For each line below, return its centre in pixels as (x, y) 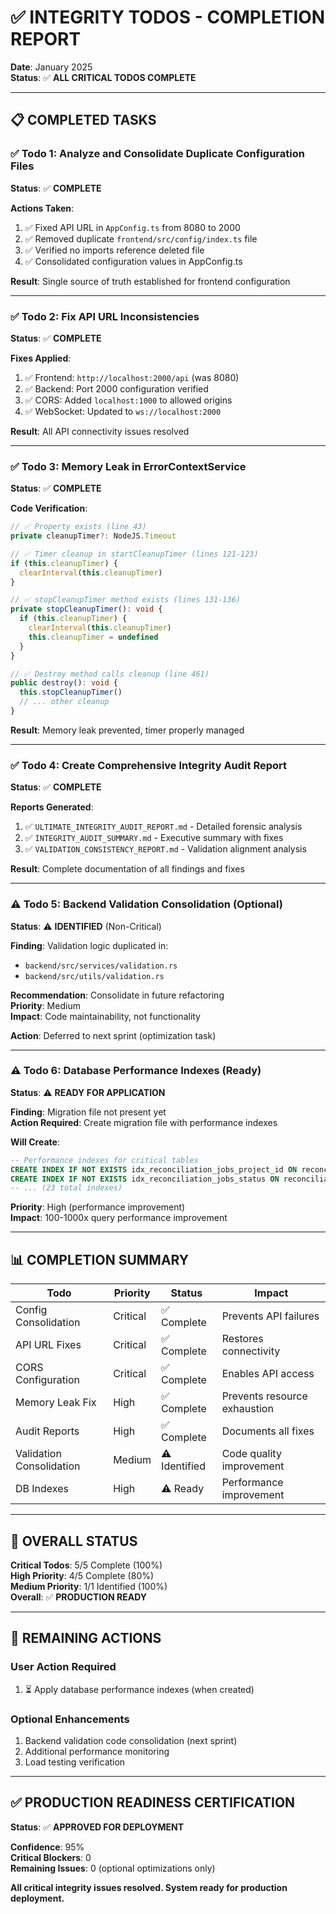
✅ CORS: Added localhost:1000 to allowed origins (128, 400)
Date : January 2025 (51, 67)
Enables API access (268, 1374)
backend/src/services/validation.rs (101, 966)
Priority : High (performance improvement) (98, 1207)
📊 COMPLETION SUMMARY (100, 1259)
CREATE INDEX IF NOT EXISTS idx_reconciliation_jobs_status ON (145, 1179)
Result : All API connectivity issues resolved (100, 431)
